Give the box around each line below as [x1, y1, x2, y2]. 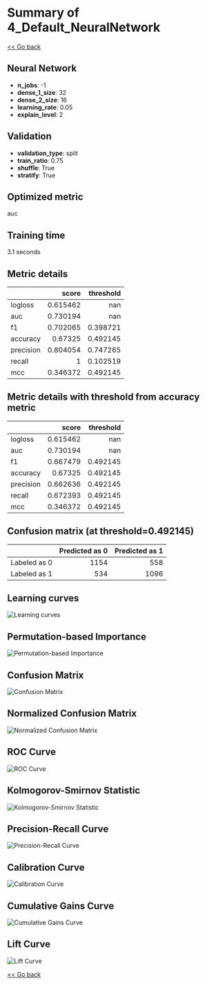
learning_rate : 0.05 [17, 103, 73, 112]
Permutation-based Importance [7, 630, 147, 642]
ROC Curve [7, 746, 57, 758]
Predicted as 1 [114, 546, 164, 556]
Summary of [7, 5, 79, 21]
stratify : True [17, 171, 56, 179]
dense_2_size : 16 [17, 96, 68, 104]
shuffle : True [17, 163, 55, 172]
